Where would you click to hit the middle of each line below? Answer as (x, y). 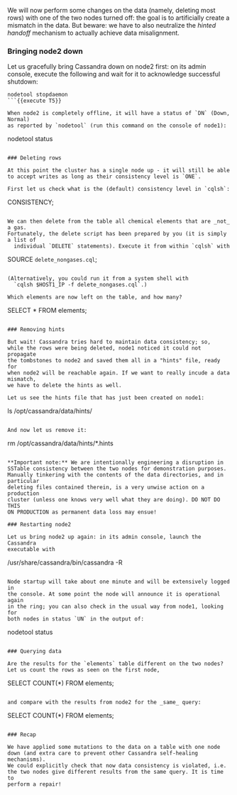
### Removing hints (36, 330)
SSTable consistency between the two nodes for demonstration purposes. (117, 469)
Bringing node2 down (45, 51)
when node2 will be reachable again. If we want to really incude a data (119, 373)
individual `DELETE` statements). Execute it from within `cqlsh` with (122, 246)
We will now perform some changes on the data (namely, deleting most (111, 10)
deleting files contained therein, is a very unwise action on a (106, 488)
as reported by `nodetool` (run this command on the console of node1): (117, 126)
